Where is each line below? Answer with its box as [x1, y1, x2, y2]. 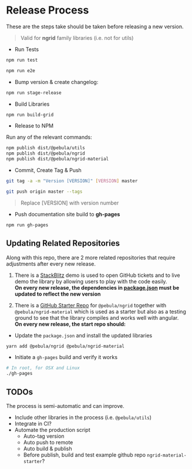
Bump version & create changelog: [14, 78, 99, 85]
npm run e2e [6, 68, 35, 73]
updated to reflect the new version [14, 290, 101, 297]
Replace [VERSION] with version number [20, 199, 119, 206]
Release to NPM [14, 122, 54, 129]
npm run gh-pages [6, 222, 49, 228]
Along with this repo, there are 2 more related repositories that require [6, 254, 176, 261]
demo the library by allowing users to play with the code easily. [14, 277, 167, 285]
